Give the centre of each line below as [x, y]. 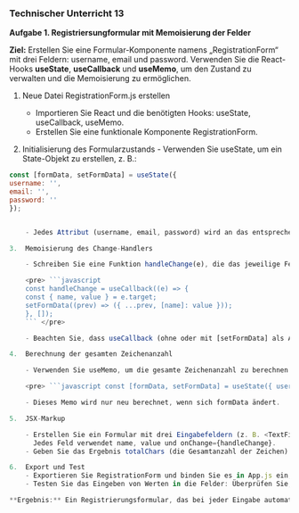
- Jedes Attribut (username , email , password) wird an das [137, 232]
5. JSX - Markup [37, 418]
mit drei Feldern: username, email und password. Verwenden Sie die [134, 60]
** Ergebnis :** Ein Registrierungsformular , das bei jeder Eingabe [135, 501]
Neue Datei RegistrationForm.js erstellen [96, 95]
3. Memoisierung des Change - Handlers [81, 248]
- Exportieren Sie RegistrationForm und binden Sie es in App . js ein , [159, 476]
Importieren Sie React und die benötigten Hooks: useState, [143, 113]
